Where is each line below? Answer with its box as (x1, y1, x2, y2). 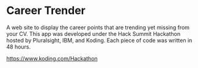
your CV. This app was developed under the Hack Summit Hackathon (6, 30, 181, 37)
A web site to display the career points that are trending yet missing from (6, 24, 190, 31)
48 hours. (6, 43, 31, 50)
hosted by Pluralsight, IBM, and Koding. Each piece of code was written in (6, 36, 193, 44)
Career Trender (6, 4, 86, 18)
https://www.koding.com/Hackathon (6, 55, 98, 62)
